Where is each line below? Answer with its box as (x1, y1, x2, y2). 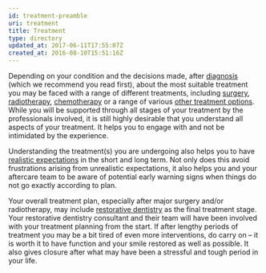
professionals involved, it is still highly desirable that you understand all (8, 114, 244, 123)
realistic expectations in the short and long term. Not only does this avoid (8, 155, 250, 165)
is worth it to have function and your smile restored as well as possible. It (8, 238, 249, 248)
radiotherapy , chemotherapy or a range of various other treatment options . (8, 97, 255, 106)
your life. (8, 256, 38, 265)
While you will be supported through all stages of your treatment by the (8, 105, 244, 115)
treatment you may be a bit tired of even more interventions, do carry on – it (8, 230, 259, 239)
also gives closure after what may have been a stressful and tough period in (8, 247, 259, 257)
